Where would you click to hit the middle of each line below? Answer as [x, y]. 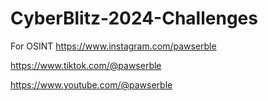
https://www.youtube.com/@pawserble [91, 84]
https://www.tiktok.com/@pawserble [86, 65]
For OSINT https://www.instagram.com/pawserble [113, 46]
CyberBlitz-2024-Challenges [134, 18]
